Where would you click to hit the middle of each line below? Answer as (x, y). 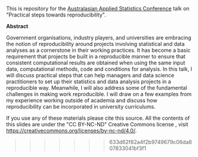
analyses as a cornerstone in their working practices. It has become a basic (98, 50)
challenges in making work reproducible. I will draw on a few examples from (99, 94)
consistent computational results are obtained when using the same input (96, 63)
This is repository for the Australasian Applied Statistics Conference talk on (98, 9)
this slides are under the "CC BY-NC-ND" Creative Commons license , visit (97, 124)
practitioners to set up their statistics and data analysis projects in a (89, 81)
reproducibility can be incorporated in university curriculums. (81, 107)
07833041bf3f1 (128, 148)
